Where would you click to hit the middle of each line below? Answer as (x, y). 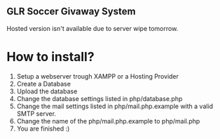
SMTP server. (36, 113)
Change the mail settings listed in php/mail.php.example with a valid (115, 106)
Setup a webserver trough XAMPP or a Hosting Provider (98, 76)
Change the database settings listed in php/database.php (99, 98)
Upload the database (47, 91)
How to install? (51, 57)
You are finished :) (43, 128)
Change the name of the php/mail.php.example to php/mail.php (108, 121)
